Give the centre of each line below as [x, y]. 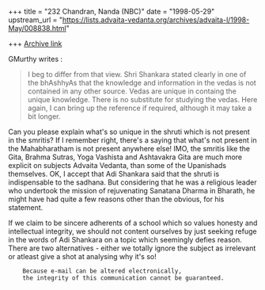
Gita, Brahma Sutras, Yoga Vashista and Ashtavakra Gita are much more [125, 157]
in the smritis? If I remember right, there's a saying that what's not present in [132, 140]
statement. [26, 208]
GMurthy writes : [36, 59]
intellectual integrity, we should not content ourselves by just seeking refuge [132, 231]
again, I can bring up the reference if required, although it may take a [140, 108]
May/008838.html [37, 28]
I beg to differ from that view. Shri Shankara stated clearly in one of [137, 74]
